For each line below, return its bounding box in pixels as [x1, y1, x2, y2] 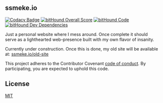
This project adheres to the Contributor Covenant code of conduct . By [5, 60, 146, 66]
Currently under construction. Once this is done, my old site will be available [5, 46, 159, 51]
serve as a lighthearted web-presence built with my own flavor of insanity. [5, 36, 155, 42]
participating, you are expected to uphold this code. [5, 66, 109, 71]
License [5, 80, 30, 88]
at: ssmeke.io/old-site [5, 51, 49, 57]
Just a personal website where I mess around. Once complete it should [5, 31, 148, 37]
